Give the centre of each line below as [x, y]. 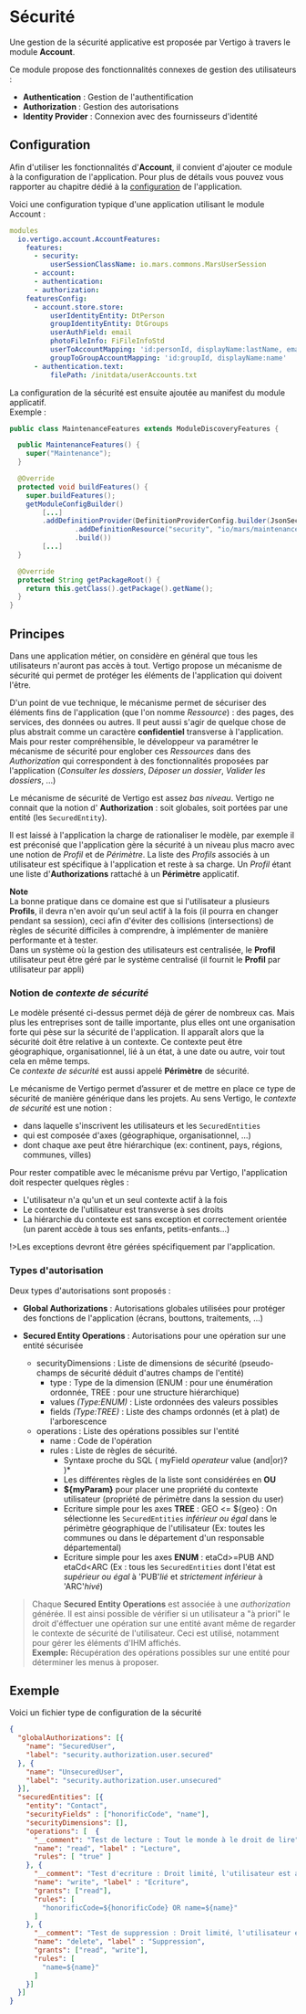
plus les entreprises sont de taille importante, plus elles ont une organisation [153, 1023]
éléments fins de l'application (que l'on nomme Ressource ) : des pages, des [152, 712]
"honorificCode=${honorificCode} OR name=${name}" [140, 1908]
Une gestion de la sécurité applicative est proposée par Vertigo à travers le [150, 42]
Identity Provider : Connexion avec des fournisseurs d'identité [140, 116]
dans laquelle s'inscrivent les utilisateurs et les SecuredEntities [142, 1126]
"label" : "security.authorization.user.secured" [120, 1755]
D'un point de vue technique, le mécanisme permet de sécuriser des [138, 702]
